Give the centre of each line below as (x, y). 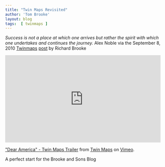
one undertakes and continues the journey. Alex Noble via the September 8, (83, 43)
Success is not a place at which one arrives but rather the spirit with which (82, 38)
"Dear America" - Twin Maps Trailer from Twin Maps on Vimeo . (70, 150)
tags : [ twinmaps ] (27, 24)
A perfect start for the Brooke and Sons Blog (51, 159)
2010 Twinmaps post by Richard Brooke (46, 48)
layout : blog (19, 19)
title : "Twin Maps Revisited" (37, 10)
